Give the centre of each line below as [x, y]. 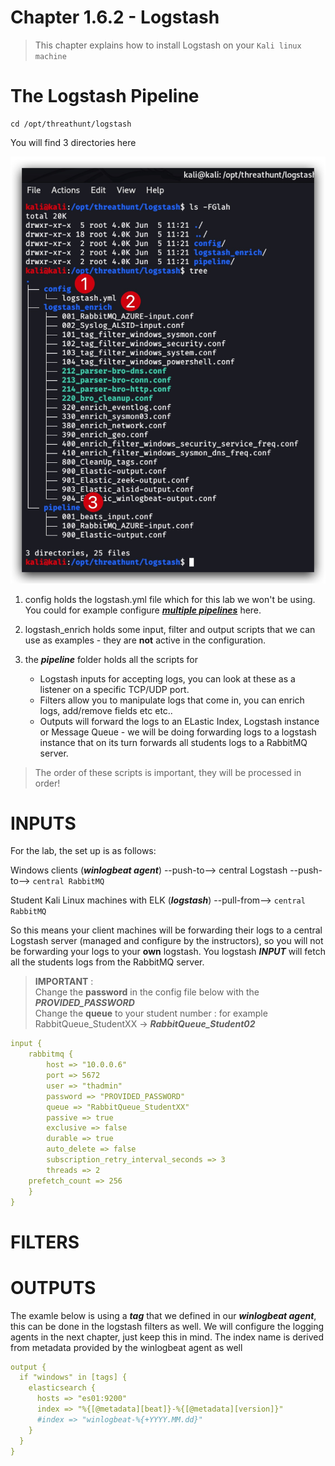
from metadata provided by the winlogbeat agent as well [126, 1347]
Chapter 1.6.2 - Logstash [115, 17]
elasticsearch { [62, 1388]
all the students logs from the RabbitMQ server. [107, 962]
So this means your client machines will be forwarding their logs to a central [166, 930]
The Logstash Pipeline [105, 96]
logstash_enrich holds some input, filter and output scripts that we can [170, 629]
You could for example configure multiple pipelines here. [143, 610]
